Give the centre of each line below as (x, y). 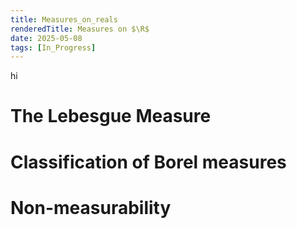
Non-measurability (91, 207)
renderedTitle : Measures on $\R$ (80, 29)
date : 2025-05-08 (46, 38)
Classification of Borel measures (148, 162)
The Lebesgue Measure (111, 116)
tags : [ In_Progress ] (53, 47)
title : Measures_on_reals (64, 19)
